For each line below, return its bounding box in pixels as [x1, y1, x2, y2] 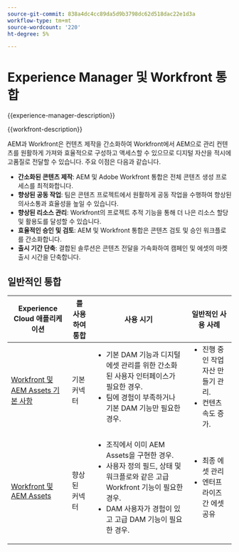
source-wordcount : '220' [7, 24, 81, 31]
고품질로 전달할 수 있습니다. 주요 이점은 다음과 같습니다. [7, 157, 161, 166]
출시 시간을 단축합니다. [17, 253, 81, 261]
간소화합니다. [25, 235, 62, 244]
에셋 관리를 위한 [105, 360, 156, 370]
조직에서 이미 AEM [105, 439, 165, 449]
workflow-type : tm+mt [7, 17, 72, 24]
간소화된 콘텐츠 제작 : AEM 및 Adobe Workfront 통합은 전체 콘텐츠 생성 [17, 172, 214, 182]
